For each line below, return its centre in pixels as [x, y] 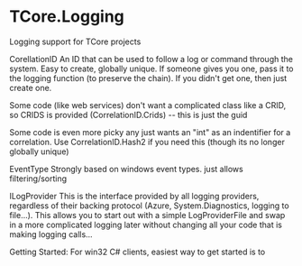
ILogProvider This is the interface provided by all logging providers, [134, 196]
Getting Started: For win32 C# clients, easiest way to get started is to [137, 252]
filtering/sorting [38, 179]
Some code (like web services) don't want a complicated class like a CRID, [148, 105]
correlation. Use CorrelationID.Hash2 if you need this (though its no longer [147, 142]
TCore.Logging [67, 17]
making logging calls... [51, 234]
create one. [31, 87]
